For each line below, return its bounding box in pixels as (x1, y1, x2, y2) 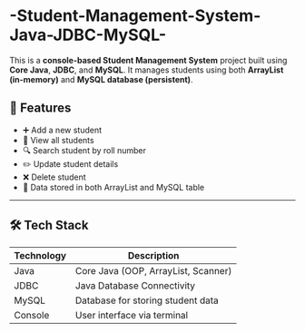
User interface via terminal (75, 309, 189, 321)
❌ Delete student (22, 171, 86, 182)
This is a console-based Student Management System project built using (9, 54, 288, 65)
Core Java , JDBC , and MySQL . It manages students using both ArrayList (9, 64, 284, 75)
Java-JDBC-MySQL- (9, 24, 167, 45)
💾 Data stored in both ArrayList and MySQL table (22, 181, 205, 192)
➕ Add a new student (22, 124, 103, 135)
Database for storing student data (75, 294, 220, 307)
